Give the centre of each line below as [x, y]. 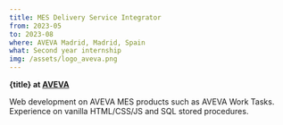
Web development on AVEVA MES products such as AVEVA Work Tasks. [142, 102]
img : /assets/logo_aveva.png [63, 59]
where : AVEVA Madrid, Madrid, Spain [77, 42]
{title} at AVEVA [39, 84]
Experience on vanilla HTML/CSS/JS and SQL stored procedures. [129, 111]
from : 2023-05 [36, 26]
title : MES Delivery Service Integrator [86, 17]
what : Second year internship [66, 51]
